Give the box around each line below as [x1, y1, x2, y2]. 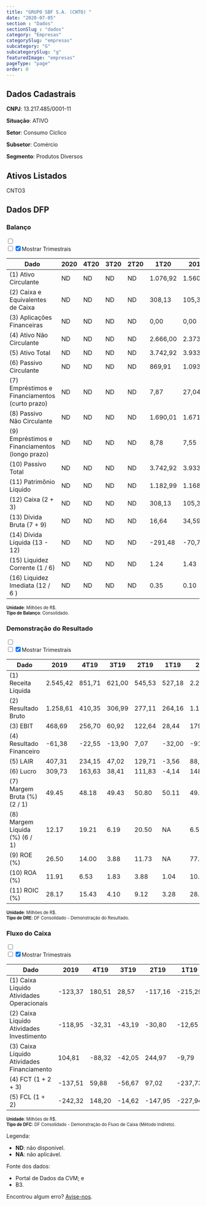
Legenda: [6, 1132, 31, 1140]
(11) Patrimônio [9, 477, 55, 486]
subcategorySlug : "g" [6, 49, 62, 55]
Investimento [9, 1032, 47, 1041]
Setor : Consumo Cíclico [6, 129, 67, 136]
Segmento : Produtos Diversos [6, 153, 83, 160]
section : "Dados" [6, 20, 53, 26]
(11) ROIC [9, 886, 39, 895]
